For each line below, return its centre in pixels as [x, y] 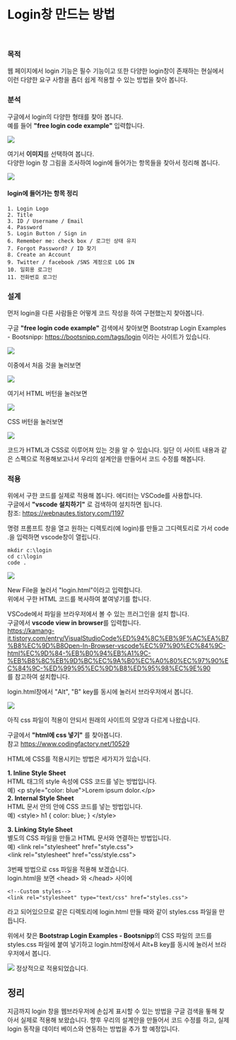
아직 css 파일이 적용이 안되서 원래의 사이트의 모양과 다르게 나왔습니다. [104, 720]
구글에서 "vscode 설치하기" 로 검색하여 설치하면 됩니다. [85, 504]
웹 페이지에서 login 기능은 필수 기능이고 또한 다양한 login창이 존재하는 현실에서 [116, 71]
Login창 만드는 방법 [61, 14]
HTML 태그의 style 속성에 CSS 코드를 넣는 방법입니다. [82, 781]
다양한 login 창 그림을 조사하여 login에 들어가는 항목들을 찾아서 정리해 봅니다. [114, 163]
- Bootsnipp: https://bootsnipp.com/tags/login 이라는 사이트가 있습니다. [109, 337]
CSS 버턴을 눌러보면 [35, 422]
